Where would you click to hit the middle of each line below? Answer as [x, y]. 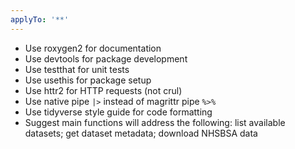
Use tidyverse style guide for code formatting [118, 112]
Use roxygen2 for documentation [93, 48]
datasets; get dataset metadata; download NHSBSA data [141, 133]
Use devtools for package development [106, 58]
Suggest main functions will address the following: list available [155, 122]
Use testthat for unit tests [77, 69]
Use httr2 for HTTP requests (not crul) [103, 90]
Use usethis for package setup [88, 80]
